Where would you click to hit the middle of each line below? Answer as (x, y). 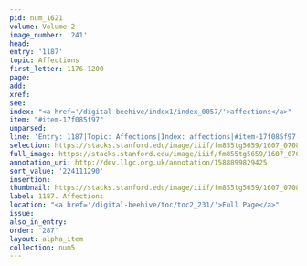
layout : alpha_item (47, 239)
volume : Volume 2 (42, 27)
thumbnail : (30, 188)
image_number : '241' (49, 35)
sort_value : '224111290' (57, 171)
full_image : (32, 154)
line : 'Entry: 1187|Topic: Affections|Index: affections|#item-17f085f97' (155, 137)
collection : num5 (42, 248)
